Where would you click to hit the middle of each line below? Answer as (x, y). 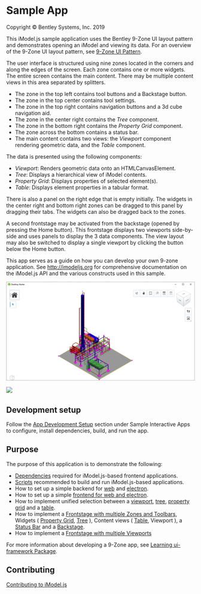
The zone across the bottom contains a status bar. (77, 132)
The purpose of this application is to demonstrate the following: (84, 464)
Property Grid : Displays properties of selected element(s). (86, 181)
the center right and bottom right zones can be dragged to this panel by (95, 205)
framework (20, 551)
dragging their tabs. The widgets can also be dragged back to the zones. (96, 211)
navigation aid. (33, 113)
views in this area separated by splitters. (56, 82)
